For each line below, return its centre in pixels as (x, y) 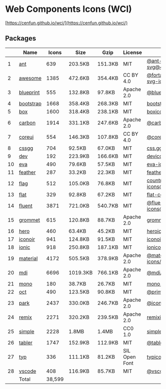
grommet (30, 220)
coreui (26, 137)
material (28, 258)
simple (27, 332)
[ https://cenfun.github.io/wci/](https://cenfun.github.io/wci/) (66, 23)
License (132, 52)
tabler (26, 342)
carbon (27, 122)
